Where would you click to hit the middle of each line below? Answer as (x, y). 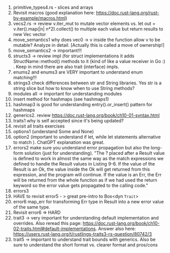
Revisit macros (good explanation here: (54, 13)
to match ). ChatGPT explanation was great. (59, 142)
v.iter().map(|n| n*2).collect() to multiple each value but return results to (88, 29)
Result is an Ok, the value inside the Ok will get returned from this (81, 169)
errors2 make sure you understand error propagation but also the (81, 148)
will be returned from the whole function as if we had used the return (85, 180)
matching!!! (25, 77)
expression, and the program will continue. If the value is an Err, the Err (87, 175)
